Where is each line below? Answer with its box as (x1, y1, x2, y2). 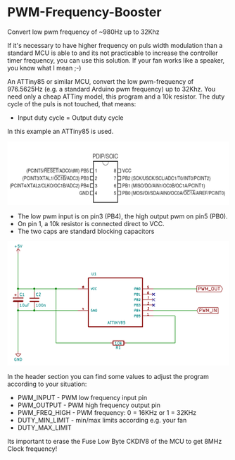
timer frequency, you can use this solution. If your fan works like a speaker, (7, 56, 225, 64)
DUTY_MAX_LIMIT (17, 423, 72, 432)
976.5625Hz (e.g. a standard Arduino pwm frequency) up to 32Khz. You (7, 85, 216, 93)
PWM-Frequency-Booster (7, 4, 162, 20)
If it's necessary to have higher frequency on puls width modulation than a (7, 41, 223, 49)
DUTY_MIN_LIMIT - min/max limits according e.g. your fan (17, 416, 187, 425)
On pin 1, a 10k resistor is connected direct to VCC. (17, 220, 165, 228)
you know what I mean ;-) (7, 63, 82, 72)
